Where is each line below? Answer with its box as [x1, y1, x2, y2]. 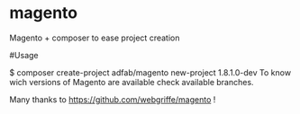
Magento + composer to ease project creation [9, 32, 180, 43]
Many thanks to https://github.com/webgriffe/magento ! [9, 93, 216, 105]
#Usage [9, 49, 39, 60]
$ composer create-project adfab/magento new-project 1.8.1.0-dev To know [9, 66, 291, 78]
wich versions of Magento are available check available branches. [9, 76, 254, 87]
